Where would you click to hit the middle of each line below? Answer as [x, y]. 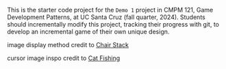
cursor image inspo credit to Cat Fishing [64, 58]
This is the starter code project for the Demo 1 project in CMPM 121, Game [110, 10]
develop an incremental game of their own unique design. [88, 31]
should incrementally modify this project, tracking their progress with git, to [113, 24]
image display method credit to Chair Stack [68, 45]
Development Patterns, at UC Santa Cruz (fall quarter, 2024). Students [106, 17]
